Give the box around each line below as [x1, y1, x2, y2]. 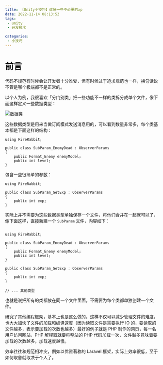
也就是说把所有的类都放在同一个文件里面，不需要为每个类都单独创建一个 [5, 297, 149, 303]
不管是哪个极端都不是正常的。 [5, 84, 65, 90]
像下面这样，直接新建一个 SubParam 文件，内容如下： [5, 218, 110, 224]
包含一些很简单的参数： [5, 171, 52, 178]
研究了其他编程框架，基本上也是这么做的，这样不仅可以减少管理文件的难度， [5, 313, 158, 319]
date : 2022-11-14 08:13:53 [5, 12, 60, 17]
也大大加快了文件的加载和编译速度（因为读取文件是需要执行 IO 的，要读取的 [5, 320, 157, 326]
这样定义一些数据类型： [9, 100, 56, 106]
